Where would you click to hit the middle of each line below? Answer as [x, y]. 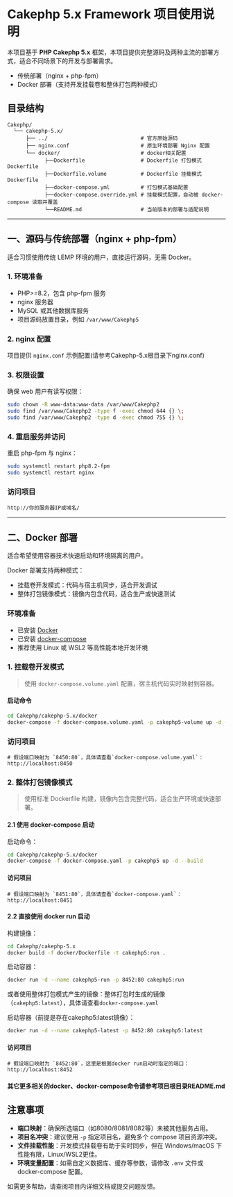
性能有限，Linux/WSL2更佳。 [59, 1154]
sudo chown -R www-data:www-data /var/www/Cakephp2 [83, 405]
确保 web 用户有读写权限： [45, 391]
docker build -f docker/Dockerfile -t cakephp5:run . [87, 952]
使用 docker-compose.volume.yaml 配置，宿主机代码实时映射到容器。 [121, 683]
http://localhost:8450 [40, 764]
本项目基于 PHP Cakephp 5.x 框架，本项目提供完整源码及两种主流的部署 [110, 52]
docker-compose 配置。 [52, 1171]
